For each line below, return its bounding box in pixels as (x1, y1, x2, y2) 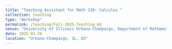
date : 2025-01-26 (5, 31, 42, 36)
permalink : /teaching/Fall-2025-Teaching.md (5, 21, 102, 27)
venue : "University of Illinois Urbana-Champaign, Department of (5, 27, 147, 32)
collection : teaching (5, 12, 52, 17)
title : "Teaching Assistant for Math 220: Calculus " (5, 7, 123, 13)
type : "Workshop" (5, 17, 42, 22)
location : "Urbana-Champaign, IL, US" (5, 36, 88, 41)
